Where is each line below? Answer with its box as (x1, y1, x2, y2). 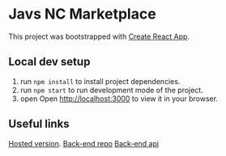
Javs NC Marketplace (8, 5, 156, 23)
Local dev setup (8, 55, 91, 69)
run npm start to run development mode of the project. (19, 85, 204, 95)
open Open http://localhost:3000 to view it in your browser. (19, 94, 219, 103)
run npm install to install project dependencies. (19, 76, 181, 86)
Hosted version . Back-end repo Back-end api (8, 138, 160, 148)
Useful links (8, 117, 70, 131)
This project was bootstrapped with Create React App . (8, 32, 190, 41)
